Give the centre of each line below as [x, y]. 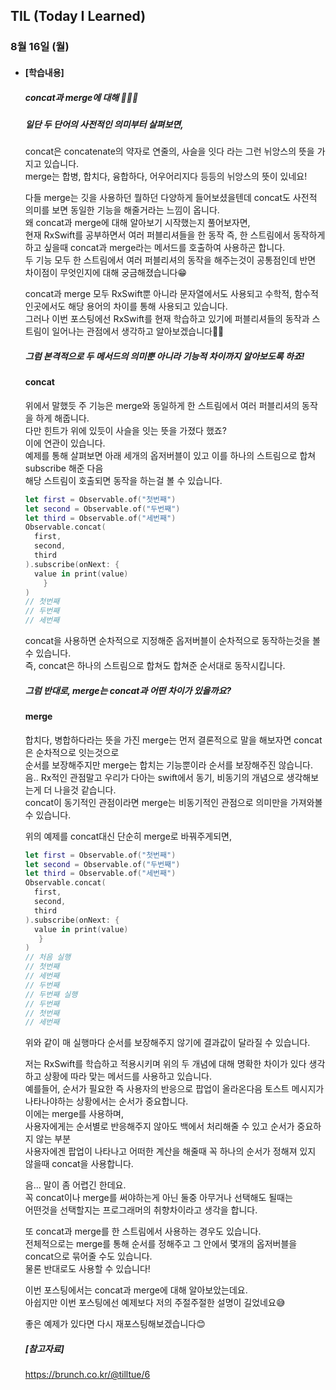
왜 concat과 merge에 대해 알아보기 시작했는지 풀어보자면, [137, 223]
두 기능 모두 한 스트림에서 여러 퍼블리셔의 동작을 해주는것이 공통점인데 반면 [170, 260]
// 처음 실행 [48, 957]
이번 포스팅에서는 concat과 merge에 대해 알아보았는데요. [136, 1290]
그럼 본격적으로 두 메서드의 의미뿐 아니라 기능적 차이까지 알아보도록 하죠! [164, 356]
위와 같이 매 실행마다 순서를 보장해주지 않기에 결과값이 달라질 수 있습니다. [167, 1043]
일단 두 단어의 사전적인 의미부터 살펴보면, [104, 124]
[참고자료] [44, 1348]
